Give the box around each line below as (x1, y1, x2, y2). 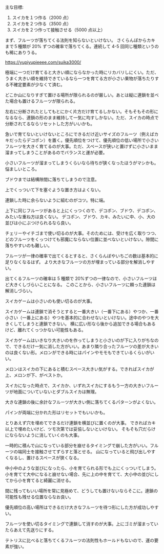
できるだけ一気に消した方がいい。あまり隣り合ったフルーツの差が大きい (13, 344, 159, 349)
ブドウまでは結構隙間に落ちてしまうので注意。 (5, 177, 99, 182)
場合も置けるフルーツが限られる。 (9, 98, 78, 104)
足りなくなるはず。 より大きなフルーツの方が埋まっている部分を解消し (5, 259, 146, 265)
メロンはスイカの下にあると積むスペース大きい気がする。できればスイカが (5, 366, 155, 372)
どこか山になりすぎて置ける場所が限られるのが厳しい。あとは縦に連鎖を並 (5, 92, 155, 98)
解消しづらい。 (5, 288, 35, 294)
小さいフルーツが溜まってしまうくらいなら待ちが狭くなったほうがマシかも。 (5, 160, 159, 165)
